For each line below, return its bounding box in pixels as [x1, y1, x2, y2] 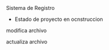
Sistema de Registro [6, 5, 55, 11]
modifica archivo [6, 27, 47, 34]
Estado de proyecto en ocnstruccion [14, 16, 103, 23]
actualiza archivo [6, 38, 48, 45]
